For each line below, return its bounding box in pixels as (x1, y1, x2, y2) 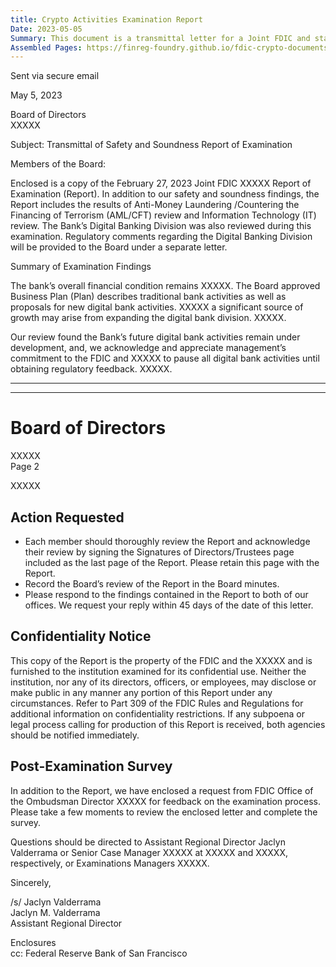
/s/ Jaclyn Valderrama (10, 896, 102, 908)
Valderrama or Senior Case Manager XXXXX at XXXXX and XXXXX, (10, 846, 288, 858)
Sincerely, (10, 876, 52, 888)
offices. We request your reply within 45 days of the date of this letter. (24, 599, 314, 611)
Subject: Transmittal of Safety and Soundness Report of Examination (10, 139, 293, 151)
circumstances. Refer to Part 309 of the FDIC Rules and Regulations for (10, 697, 304, 709)
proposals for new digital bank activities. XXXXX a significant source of (10, 301, 304, 313)
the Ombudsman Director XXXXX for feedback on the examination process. (10, 795, 321, 807)
